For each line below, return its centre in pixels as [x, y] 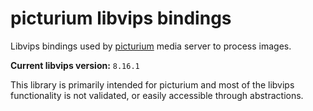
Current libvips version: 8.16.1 [75, 65]
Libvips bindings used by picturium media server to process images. [151, 46]
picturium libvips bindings [121, 18]
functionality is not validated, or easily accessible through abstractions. [157, 95]
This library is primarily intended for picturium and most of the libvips [152, 84]
